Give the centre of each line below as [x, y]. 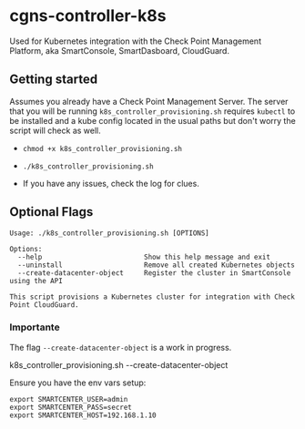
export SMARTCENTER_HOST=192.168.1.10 [83, 415]
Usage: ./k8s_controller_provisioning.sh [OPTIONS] [109, 233]
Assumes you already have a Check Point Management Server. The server [149, 101]
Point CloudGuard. [44, 305]
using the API [36, 281]
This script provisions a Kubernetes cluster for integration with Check [152, 297]
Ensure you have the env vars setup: [78, 383]
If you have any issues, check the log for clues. [111, 183]
